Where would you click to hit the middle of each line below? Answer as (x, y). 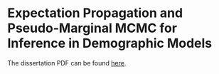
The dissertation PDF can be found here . (67, 63)
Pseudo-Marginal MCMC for (92, 28)
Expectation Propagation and (95, 13)
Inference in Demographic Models (110, 43)
